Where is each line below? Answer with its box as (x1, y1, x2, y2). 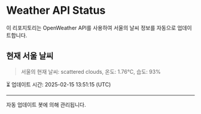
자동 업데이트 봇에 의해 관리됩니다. (6, 101, 86, 108)
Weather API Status (6, 4, 106, 17)
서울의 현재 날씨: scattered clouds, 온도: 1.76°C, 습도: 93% (20, 68, 162, 75)
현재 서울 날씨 (6, 51, 54, 61)
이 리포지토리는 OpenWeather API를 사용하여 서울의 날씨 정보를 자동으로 (6, 24, 176, 31)
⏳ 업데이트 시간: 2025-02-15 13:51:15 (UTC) (6, 80, 111, 88)
